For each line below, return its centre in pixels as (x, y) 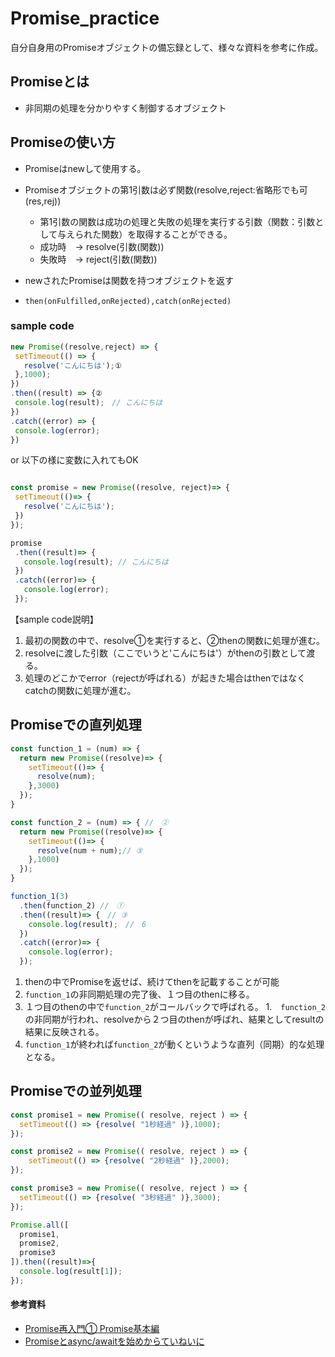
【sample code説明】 (54, 619)
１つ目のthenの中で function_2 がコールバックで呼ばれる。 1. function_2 (175, 1007)
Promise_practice (85, 18)
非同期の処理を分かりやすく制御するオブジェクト (125, 108)
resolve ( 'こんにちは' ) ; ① (72, 365)
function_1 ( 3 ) (40, 897)
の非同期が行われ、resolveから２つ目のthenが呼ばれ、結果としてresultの (174, 1019)
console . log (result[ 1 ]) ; (71, 1272)
